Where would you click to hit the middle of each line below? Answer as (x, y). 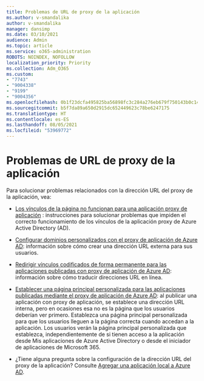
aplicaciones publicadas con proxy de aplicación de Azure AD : (93, 270)
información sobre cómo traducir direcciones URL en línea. (89, 277)
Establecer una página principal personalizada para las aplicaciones (100, 289)
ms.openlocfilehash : (32, 102)
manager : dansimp (28, 29)
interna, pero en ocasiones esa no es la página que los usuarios (95, 308)
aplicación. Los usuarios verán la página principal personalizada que (101, 328)
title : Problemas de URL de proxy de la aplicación (73, 12)
